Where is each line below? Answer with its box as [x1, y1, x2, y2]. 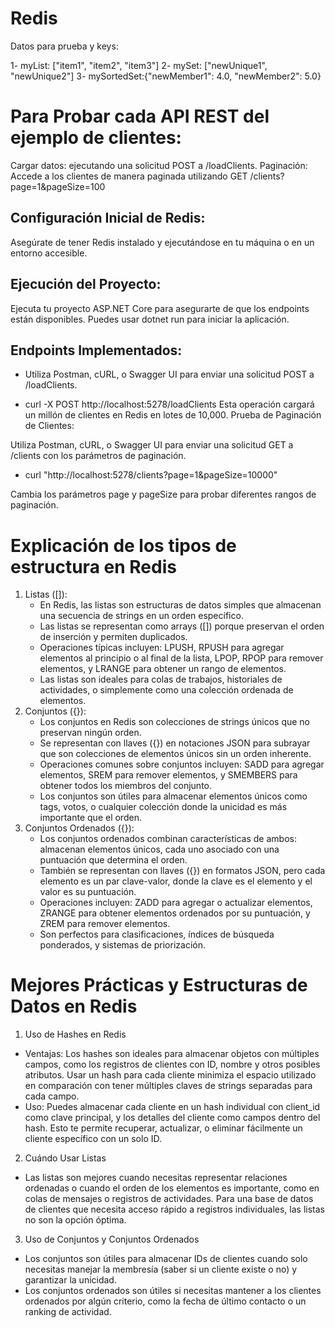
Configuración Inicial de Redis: [10, 210, 206, 227]
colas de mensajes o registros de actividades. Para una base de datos [24, 1193, 314, 1205]
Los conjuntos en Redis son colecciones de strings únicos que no [39, 716, 311, 728]
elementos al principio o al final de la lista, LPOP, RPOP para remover [39, 652, 324, 664]
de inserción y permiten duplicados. [39, 631, 188, 643]
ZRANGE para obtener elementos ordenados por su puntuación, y [39, 907, 311, 919]
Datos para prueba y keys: [10, 40, 119, 52]
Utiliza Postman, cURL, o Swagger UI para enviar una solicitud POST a [24, 368, 315, 381]
